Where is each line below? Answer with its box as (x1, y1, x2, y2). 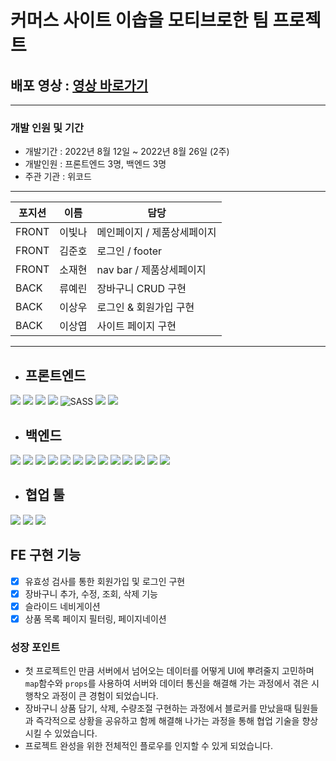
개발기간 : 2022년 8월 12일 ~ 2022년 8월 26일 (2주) (24, 146, 230, 158)
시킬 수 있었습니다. (24, 727, 98, 740)
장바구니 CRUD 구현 (96, 282, 187, 296)
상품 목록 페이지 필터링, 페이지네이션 (24, 612, 167, 625)
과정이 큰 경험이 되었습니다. (51, 690, 159, 702)
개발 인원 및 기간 (10, 121, 84, 135)
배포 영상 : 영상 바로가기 (10, 77, 149, 94)
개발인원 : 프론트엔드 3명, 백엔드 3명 (24, 158, 167, 170)
